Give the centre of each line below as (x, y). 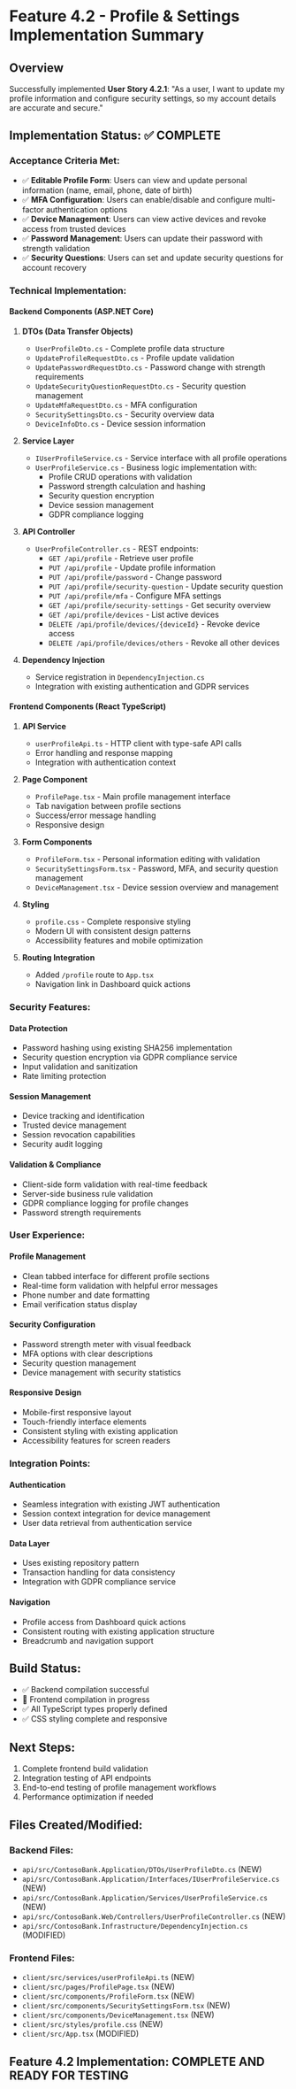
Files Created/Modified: (76, 1825)
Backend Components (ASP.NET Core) (82, 312)
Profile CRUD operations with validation (120, 476)
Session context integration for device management (116, 1514)
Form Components (57, 842)
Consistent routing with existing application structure (118, 1631)
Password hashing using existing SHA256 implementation (127, 1048)
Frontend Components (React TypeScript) (87, 706)
